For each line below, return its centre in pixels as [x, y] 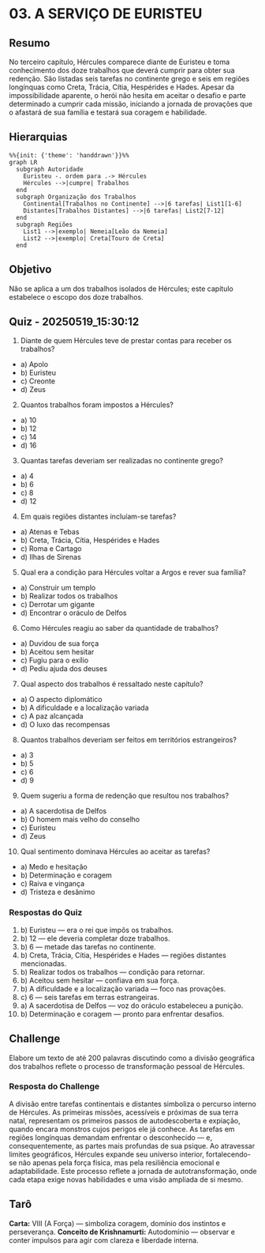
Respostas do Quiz [46, 912]
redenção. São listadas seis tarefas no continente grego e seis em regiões [129, 79]
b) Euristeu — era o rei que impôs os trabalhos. [97, 930]
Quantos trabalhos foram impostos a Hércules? [97, 405]
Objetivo [30, 270]
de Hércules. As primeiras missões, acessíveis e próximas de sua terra [124, 1112]
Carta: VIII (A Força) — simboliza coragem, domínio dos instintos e [118, 1223]
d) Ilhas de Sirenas [50, 557]
